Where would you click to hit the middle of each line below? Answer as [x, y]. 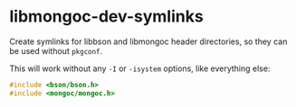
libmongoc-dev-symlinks [106, 17]
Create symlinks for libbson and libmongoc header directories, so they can [148, 41]
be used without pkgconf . [56, 50]
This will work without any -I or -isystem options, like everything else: [140, 68]
